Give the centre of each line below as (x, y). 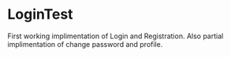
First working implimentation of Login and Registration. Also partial (115, 36)
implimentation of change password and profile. (85, 44)
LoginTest (40, 14)
